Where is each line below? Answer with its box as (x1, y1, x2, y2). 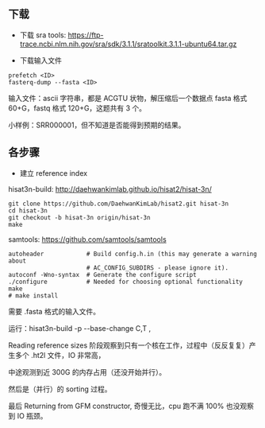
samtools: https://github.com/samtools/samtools (8, 234, 167, 244)
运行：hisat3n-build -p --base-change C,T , (8, 323, 152, 333)
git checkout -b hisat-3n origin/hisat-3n (8, 213, 151, 221)
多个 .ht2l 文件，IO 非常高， (14, 350, 106, 360)
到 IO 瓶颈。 (8, 410, 48, 420)
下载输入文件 (19, 55, 62, 65)
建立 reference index (19, 168, 88, 177)
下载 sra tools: (19, 30, 67, 40)
